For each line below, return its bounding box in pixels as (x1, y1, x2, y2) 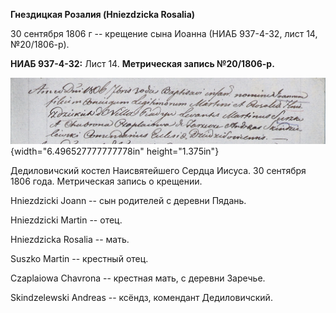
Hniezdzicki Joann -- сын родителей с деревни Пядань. (10, 195, 247, 207)
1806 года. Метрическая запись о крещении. (10, 175, 203, 188)
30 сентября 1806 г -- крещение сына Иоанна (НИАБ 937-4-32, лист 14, (10, 28, 318, 39)
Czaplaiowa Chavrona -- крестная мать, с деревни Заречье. (10, 272, 266, 284)
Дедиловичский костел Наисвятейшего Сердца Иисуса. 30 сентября (10, 165, 307, 177)
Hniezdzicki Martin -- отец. (10, 214, 123, 226)
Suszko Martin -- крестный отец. (10, 253, 149, 265)
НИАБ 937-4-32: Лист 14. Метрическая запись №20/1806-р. (10, 58, 275, 69)
